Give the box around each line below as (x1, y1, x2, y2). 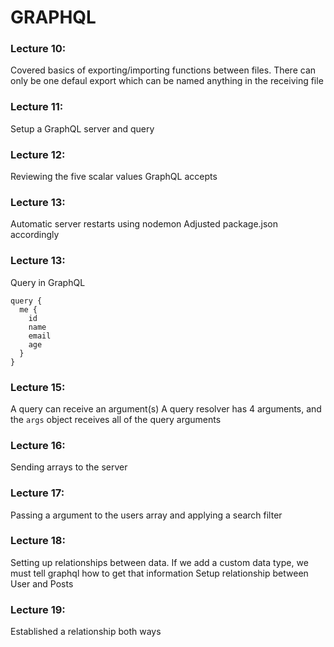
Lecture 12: (10, 147, 66, 161)
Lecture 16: (10, 438, 66, 452)
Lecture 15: (10, 380, 66, 394)
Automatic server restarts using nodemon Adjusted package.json (10, 218, 279, 230)
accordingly (10, 229, 60, 241)
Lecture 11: (10, 100, 64, 114)
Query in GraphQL (10, 276, 86, 288)
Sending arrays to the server (10, 461, 128, 473)
